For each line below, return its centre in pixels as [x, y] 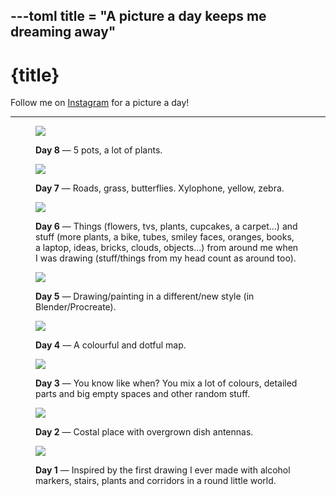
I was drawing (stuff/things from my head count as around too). [166, 258]
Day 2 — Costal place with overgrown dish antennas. [144, 432]
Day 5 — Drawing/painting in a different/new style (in [145, 296]
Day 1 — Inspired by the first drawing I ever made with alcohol [163, 470]
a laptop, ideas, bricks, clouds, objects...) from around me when [167, 248]
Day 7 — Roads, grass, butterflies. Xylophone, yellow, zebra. [160, 188]
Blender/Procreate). [76, 307]
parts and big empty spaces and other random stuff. [143, 394]
